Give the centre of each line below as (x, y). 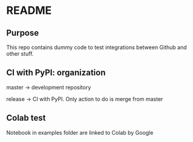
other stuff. (20, 54)
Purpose (23, 33)
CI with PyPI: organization (56, 73)
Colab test (26, 118)
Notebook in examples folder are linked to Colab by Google (80, 132)
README (29, 11)
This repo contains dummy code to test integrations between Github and (97, 47)
